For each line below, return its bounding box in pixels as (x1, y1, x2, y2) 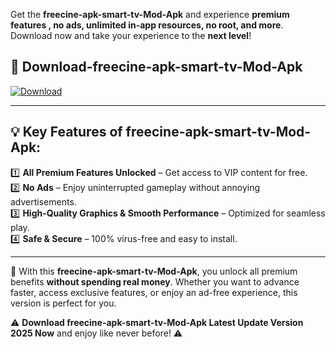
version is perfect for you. (10, 297, 117, 309)
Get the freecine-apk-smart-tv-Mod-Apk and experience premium (10, 9, 290, 20)
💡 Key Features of (10, 124, 123, 141)
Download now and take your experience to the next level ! (10, 30, 252, 41)
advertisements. (10, 195, 77, 208)
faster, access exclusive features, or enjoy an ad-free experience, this (10, 286, 298, 298)
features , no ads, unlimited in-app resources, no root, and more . (10, 19, 284, 31)
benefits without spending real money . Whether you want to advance (10, 275, 300, 288)
